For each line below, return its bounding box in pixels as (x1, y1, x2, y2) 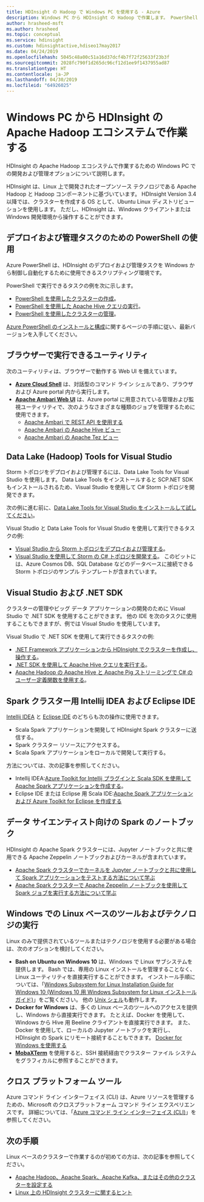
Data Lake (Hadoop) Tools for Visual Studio (6, 451, 172, 462)
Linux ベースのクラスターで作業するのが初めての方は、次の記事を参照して (6, 1153, 191, 1161)
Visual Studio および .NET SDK (6, 588, 123, 598)
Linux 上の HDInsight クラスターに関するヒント (15, 1189, 132, 1196)
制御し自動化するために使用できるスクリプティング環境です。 (11, 269, 165, 276)
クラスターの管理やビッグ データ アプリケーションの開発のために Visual (6, 605, 186, 612)
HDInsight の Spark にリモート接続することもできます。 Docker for (15, 1034, 182, 1041)
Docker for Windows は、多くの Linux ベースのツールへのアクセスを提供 (15, 1003, 197, 1010)
